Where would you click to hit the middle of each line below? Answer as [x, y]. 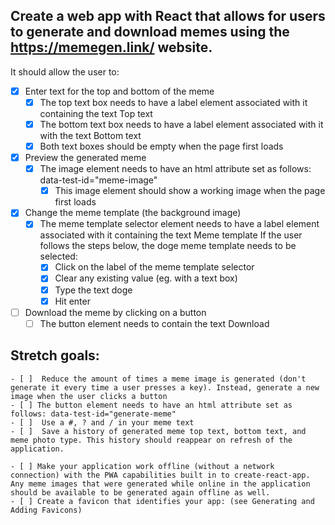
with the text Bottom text [90, 135]
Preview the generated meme [85, 158]
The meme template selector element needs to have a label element [179, 224]
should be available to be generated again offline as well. [140, 492]
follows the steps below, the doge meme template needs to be [168, 246]
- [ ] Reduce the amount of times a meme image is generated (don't [158, 379]
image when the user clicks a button [89, 396]
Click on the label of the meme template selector [154, 267]
